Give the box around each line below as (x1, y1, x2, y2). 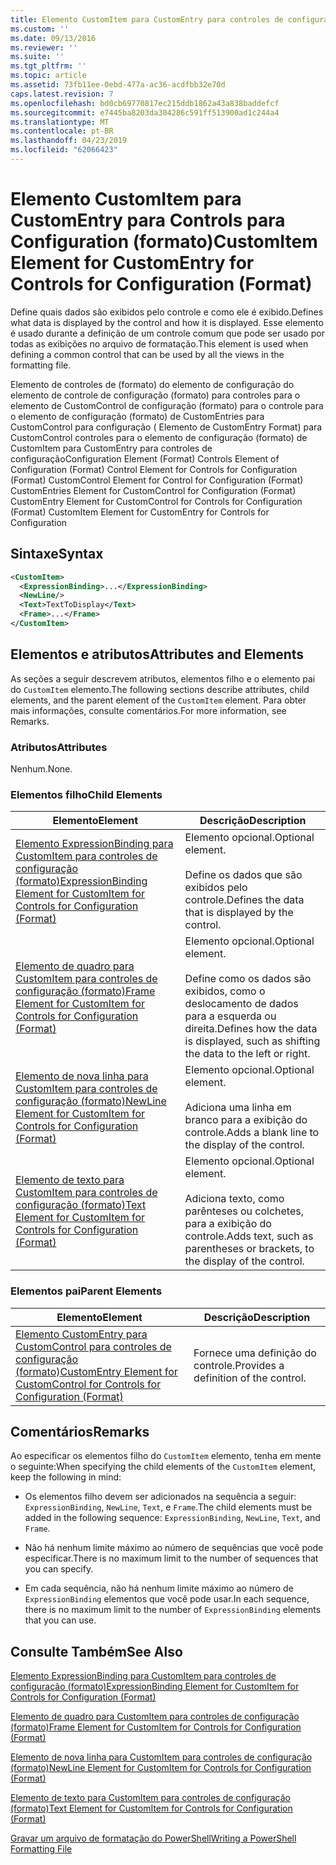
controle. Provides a (193, 1358, 285, 1372)
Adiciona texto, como (184, 1192, 285, 1206)
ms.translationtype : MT (10, 117, 110, 127)
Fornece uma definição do (193, 1346, 317, 1360)
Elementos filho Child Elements (10, 787, 163, 801)
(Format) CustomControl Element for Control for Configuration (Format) (10, 474, 304, 486)
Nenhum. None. (10, 762, 73, 775)
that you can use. (24, 1614, 97, 1626)
